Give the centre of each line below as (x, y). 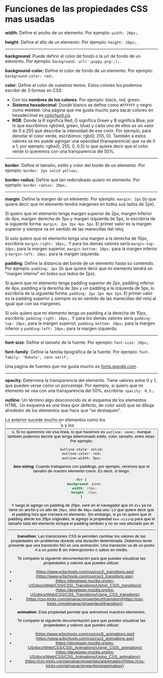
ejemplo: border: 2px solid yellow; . (42, 170)
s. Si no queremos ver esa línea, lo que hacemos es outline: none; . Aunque (81, 432)
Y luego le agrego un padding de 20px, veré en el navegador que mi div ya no (81, 505)
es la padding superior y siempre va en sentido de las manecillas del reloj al (81, 298)
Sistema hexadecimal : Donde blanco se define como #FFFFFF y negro (82, 105)
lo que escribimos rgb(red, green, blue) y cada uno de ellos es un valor (83, 125)
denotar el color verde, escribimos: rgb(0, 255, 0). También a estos (79, 136)
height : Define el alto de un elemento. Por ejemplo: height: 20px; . (71, 42)
